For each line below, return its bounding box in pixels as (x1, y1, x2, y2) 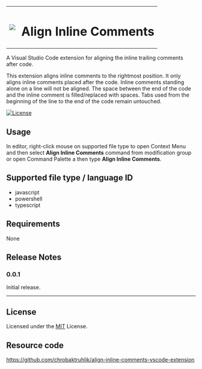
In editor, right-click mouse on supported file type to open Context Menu (6, 143, 186, 150)
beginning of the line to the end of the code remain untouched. (6, 98, 162, 105)
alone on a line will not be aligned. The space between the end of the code (6, 85, 191, 92)
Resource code (6, 340, 64, 350)
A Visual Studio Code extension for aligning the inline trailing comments (6, 54, 183, 62)
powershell (14, 195, 43, 202)
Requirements (6, 219, 60, 229)
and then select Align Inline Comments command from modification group (6, 149, 192, 157)
